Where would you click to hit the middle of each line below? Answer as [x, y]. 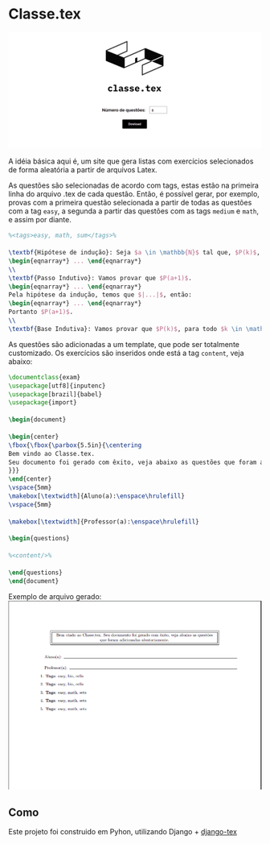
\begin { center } [34, 436]
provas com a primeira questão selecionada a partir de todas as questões [130, 203]
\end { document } [34, 581]
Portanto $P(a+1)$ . [41, 312]
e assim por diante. [40, 220]
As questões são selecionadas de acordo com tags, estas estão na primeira [134, 185]
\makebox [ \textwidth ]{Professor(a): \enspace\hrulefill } [104, 521]
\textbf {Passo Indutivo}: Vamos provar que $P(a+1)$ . [100, 278]
